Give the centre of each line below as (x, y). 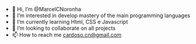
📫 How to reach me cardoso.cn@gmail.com (67, 35)
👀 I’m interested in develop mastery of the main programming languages (101, 15)
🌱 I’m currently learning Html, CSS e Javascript (70, 22)
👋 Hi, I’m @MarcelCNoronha (46, 9)
